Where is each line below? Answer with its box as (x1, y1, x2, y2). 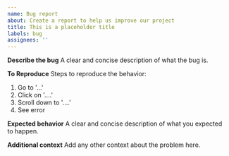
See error (17, 106, 46, 114)
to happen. (7, 127, 39, 136)
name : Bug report (7, 10, 58, 18)
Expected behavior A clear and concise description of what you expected (7, 119, 223, 128)
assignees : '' (7, 37, 49, 44)
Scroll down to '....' (17, 98, 72, 107)
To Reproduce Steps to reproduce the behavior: (7, 70, 147, 78)
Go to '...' (17, 83, 44, 92)
